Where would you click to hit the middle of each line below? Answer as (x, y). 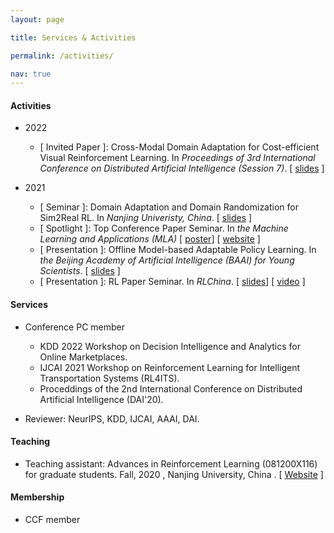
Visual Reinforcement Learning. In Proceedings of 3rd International (177, 158)
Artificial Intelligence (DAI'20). (101, 399)
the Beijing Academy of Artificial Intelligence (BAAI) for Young (167, 260)
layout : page (37, 19)
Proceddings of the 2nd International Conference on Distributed (171, 388)
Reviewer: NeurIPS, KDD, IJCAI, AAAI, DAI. (112, 418)
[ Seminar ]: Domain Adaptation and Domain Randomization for (169, 207)
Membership (37, 497)
